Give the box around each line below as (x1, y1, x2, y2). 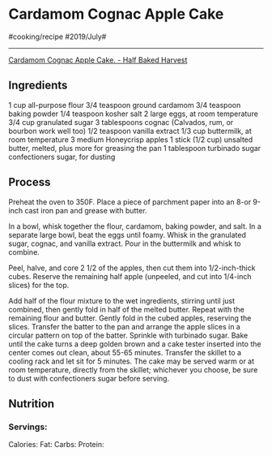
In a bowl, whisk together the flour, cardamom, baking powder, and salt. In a (8, 221, 261, 231)
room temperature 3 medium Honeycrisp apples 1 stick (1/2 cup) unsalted (8, 135, 253, 144)
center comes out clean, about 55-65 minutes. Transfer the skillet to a (8, 347, 241, 357)
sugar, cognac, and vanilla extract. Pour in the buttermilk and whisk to (8, 239, 241, 248)
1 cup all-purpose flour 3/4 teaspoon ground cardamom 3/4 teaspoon (8, 100, 241, 110)
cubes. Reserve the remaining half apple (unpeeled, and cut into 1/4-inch (8, 271, 253, 281)
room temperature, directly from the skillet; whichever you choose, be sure (8, 364, 258, 374)
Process (8, 175, 51, 189)
